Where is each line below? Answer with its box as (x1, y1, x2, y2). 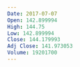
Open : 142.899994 (7, 17, 58, 24)
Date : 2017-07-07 (7, 10, 58, 17)
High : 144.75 (7, 23, 45, 30)
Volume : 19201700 (7, 50, 58, 57)
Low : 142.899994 (7, 29, 54, 37)
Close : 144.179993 (7, 36, 61, 43)
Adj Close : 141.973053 (7, 43, 73, 50)
